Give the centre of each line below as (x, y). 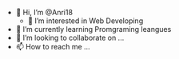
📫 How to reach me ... (53, 47)
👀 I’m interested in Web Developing (86, 21)
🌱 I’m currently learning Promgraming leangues (93, 29)
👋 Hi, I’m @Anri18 (44, 12)
